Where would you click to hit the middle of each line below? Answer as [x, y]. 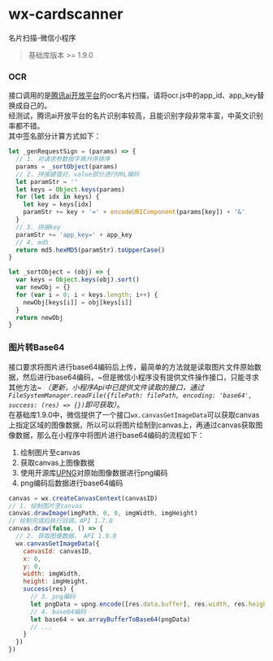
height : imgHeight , [56, 582]
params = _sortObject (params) [67, 166]
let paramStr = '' [47, 182]
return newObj [39, 317]
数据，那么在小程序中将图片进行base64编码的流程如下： [110, 435]
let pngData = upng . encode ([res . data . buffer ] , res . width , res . [139, 604]
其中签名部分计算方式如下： [55, 136]
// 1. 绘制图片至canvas [45, 506]
